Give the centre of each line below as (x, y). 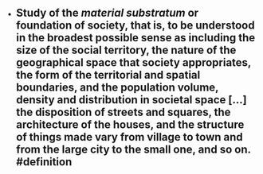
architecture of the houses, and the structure (130, 125)
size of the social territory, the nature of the (126, 50)
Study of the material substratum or (107, 13)
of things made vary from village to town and (129, 137)
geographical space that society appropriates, (133, 63)
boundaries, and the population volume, (117, 88)
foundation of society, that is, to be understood (135, 26)
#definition (44, 162)
